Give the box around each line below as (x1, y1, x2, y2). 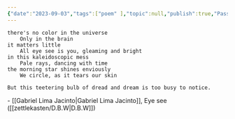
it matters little (7, 41, 61, 49)
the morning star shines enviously (7, 65, 111, 73)
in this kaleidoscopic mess (7, 54, 90, 61)
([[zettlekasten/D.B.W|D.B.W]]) (7, 104, 96, 112)
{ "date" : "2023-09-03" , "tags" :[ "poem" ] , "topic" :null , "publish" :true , (7, 10, 215, 17)
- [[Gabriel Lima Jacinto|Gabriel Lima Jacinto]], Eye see (7, 96, 167, 104)
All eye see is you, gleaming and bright (20, 47, 142, 54)
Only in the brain (20, 35, 73, 42)
